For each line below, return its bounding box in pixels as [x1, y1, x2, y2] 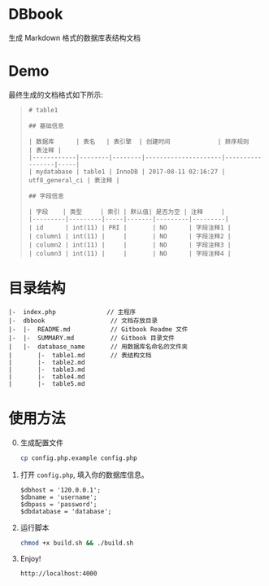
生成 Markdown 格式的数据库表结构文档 [8, 33, 141, 42]
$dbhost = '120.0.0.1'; [20, 486, 102, 494]
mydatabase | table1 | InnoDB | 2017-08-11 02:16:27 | [36, 168, 226, 176]
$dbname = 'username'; [20, 493, 98, 501]
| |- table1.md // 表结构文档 [8, 351, 152, 359]
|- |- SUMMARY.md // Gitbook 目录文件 [8, 334, 175, 342]
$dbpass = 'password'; [20, 500, 98, 509]
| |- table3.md [8, 365, 85, 374]
